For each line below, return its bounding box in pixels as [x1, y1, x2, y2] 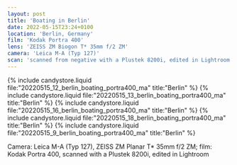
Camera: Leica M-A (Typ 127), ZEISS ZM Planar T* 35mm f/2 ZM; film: [7, 142, 213, 151]
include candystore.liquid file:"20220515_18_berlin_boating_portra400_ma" [7, 113, 226, 122]
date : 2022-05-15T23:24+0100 [7, 23, 94, 30]
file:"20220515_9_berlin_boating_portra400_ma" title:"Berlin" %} [7, 128, 197, 137]
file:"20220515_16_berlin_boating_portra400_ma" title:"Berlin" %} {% [7, 106, 209, 114]
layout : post [7, 10, 46, 18]
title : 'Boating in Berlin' [7, 17, 91, 24]
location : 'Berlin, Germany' [7, 30, 94, 38]
